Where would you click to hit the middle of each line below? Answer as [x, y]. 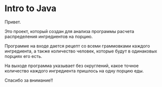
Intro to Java [31, 9]
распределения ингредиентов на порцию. [49, 36]
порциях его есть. [23, 56]
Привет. [13, 22]
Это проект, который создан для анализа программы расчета [69, 31]
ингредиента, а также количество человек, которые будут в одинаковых [81, 51]
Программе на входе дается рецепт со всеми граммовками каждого [77, 46]
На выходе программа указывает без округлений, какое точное [72, 66]
